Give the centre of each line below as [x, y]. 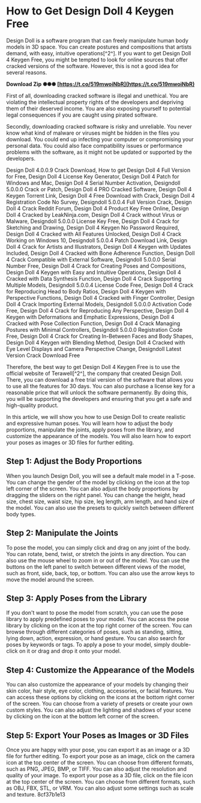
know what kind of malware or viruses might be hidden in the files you [93, 133]
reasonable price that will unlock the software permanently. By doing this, [97, 392]
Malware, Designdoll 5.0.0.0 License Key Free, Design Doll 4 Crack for [93, 221]
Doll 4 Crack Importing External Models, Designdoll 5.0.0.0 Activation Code [99, 304]
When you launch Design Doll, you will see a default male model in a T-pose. [101, 475]
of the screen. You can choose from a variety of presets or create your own [100, 704]
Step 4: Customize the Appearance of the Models [100, 670]
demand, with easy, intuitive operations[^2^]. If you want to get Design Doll [99, 53]
